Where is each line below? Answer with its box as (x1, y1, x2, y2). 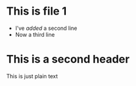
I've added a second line (15, 24, 77, 32)
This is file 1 (6, 4, 67, 18)
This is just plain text (6, 72, 58, 80)
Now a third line (15, 30, 55, 38)
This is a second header (6, 52, 130, 66)
